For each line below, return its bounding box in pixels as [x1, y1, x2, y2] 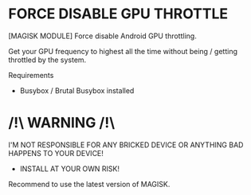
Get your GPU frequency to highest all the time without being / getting [8, 46, 237, 56]
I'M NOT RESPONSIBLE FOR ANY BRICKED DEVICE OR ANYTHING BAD [8, 140, 244, 150]
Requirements [8, 70, 54, 80]
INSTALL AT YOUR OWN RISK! [19, 164, 120, 174]
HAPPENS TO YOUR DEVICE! [8, 148, 104, 158]
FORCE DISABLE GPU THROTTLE [8, 5, 229, 23]
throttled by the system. [8, 55, 87, 64]
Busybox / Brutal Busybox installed [19, 85, 135, 96]
